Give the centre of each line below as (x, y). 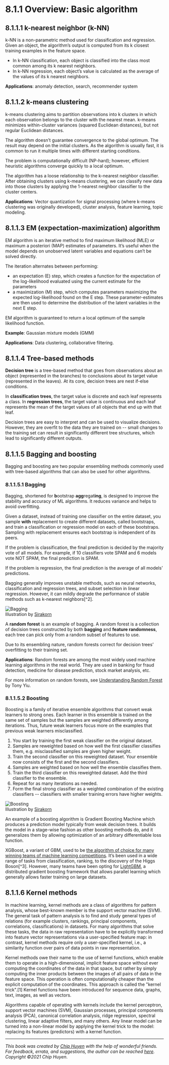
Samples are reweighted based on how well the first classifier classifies (87, 746)
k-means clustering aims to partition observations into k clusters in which (81, 114)
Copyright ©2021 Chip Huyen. (36, 1056)
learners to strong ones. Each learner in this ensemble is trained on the (79, 715)
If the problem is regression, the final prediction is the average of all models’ (84, 568)
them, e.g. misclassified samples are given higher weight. (72, 751)
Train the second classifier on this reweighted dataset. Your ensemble (85, 757)
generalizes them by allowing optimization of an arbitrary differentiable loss (83, 835)
